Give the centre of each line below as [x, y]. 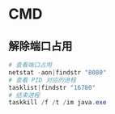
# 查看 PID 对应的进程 [43, 80]
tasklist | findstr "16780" [52, 87]
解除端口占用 [40, 46]
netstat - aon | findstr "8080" [57, 72]
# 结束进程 [24, 95]
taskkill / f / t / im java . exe [57, 103]
